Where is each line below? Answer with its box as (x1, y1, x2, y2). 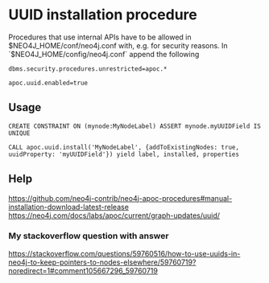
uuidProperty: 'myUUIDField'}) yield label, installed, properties (8, 150, 240, 158)
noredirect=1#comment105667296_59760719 (8, 265, 159, 275)
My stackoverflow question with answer (8, 231, 169, 242)
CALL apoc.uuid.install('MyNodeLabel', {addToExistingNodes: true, (8, 143, 240, 151)
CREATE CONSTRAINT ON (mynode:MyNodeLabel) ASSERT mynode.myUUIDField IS (8, 122, 262, 130)
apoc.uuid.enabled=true (8, 79, 89, 87)
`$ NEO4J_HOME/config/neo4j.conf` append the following (8, 49, 200, 59)
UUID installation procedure (8, 6, 197, 24)
